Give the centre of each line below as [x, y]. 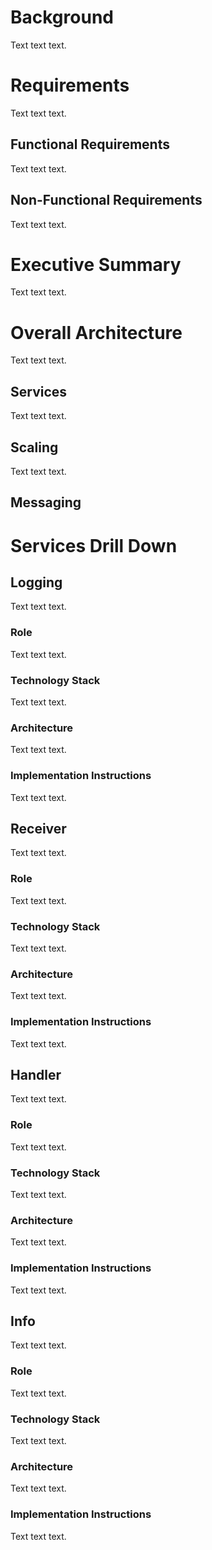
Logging [36, 582]
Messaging [46, 502]
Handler [36, 1074]
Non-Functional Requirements [106, 200]
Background [62, 17]
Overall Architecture [96, 332]
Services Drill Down [94, 545]
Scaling [34, 447]
